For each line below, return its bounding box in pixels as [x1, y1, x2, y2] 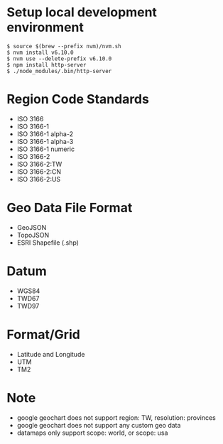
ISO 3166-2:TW [16, 160, 62, 168]
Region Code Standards [6, 91, 150, 107]
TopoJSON [16, 231, 50, 239]
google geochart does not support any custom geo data [16, 421, 181, 429]
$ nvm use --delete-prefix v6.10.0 [6, 55, 112, 62]
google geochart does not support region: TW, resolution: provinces [16, 413, 216, 422]
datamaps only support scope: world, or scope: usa [16, 428, 168, 437]
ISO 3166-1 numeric [16, 145, 75, 153]
